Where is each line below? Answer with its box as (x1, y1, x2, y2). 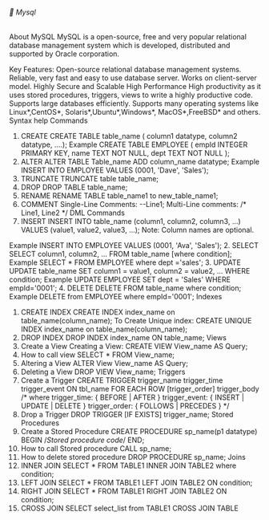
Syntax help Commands (9, 116, 88, 125)
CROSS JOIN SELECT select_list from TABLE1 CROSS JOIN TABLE (20, 503, 239, 514)
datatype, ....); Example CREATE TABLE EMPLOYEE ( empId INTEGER (20, 140, 248, 149)
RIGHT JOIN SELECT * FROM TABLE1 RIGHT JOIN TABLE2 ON (20, 486, 227, 496)
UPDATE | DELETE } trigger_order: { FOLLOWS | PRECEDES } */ (20, 401, 230, 411)
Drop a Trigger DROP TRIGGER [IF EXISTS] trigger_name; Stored (20, 410, 234, 420)
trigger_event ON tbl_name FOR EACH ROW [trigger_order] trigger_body (20, 384, 259, 394)
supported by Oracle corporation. (9, 49, 119, 59)
